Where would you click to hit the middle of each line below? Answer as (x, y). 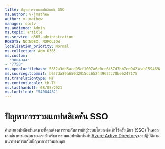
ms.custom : (16, 55)
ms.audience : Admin (25, 28)
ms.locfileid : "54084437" (31, 92)
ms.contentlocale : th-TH (30, 83)
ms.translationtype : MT (29, 78)
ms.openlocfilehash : (26, 69)
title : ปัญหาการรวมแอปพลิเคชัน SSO (35, 10)
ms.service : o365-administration (39, 37)
